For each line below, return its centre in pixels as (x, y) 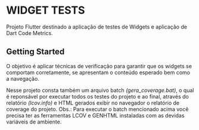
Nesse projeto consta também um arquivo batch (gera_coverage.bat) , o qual (100, 90)
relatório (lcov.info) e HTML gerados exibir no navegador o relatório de (93, 103)
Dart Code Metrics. (29, 33)
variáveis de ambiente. (34, 122)
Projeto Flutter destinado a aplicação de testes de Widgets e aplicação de (97, 27)
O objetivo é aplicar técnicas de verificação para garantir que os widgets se (99, 66)
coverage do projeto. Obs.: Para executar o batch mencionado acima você (97, 109)
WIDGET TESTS (46, 10)
